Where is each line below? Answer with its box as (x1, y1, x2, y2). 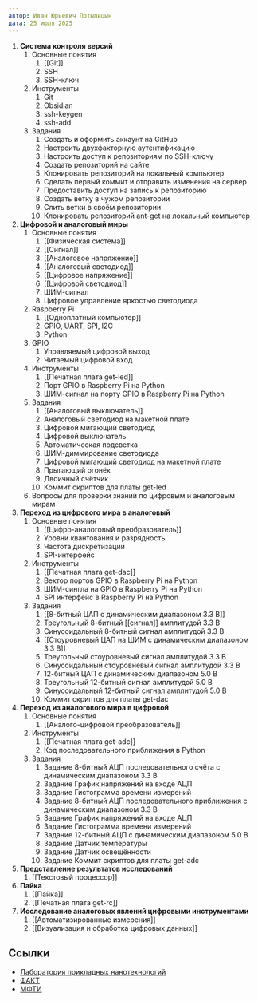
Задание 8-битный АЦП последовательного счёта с (43, 762, 221, 771)
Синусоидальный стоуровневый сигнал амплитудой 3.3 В (43, 660, 240, 670)
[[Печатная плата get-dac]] (43, 567, 136, 576)
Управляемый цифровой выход (43, 346, 150, 356)
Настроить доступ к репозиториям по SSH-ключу (43, 151, 214, 160)
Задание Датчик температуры (43, 838, 147, 848)
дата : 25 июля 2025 (8, 19, 73, 27)
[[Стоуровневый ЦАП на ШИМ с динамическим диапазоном (43, 635, 249, 644)
